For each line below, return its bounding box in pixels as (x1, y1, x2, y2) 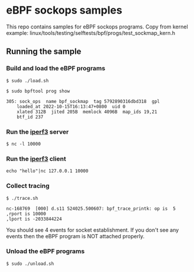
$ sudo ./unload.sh (6, 261, 54, 267)
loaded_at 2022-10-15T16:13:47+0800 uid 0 (17, 103, 126, 109)
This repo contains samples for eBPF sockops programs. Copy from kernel (6, 23, 188, 30)
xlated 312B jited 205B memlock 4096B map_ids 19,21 (17, 109, 158, 115)
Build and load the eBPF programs (6, 64, 105, 73)
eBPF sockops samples (6, 4, 122, 17)
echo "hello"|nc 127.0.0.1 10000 (6, 168, 89, 174)
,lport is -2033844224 (6, 216, 62, 222)
